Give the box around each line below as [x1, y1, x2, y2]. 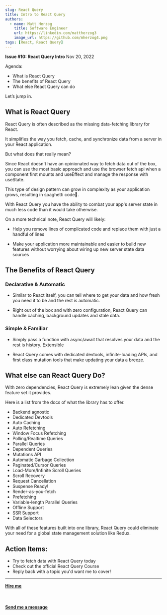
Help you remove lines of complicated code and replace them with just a [12, 226, 161, 232]
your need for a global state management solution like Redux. [5, 530, 131, 536]
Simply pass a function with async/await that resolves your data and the [12, 336, 160, 342]
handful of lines [12, 231, 45, 237]
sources [12, 251, 29, 257]
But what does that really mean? [5, 151, 71, 157]
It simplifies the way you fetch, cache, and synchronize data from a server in [5, 136, 162, 142]
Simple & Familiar [5, 325, 48, 332]
